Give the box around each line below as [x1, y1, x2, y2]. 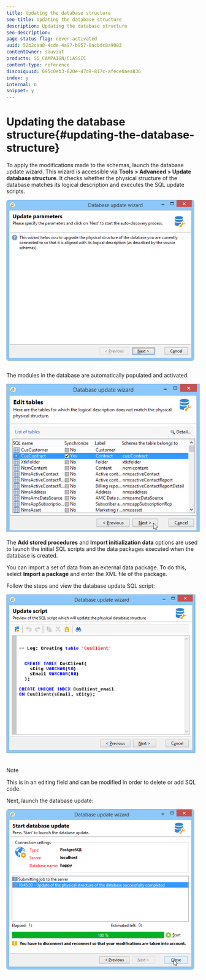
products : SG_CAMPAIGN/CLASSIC [6, 55, 86, 61]
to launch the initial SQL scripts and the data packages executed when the [6, 545, 194, 553]
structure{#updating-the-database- [6, 128, 195, 142]
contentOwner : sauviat [6, 49, 64, 55]
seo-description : [6, 30, 51, 36]
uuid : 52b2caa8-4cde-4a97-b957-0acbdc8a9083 [6, 42, 122, 49]
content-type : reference [6, 61, 70, 68]
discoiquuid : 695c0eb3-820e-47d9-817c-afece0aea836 [6, 68, 141, 74]
